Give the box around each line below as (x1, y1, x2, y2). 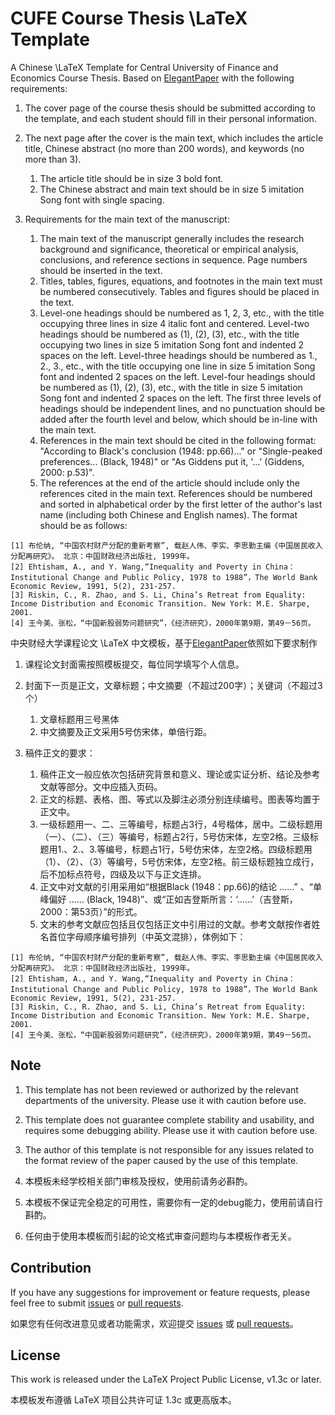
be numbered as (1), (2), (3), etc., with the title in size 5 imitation (39, 381, 303, 393)
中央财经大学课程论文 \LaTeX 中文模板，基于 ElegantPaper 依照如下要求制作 (10, 637, 318, 649)
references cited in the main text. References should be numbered (39, 487, 313, 499)
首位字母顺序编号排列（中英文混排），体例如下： (48, 930, 247, 942)
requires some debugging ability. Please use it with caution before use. (24, 1124, 318, 1136)
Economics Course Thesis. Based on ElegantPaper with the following (10, 72, 295, 84)
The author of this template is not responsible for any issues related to (24, 1143, 315, 1156)
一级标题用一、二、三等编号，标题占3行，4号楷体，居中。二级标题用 (39, 818, 323, 830)
